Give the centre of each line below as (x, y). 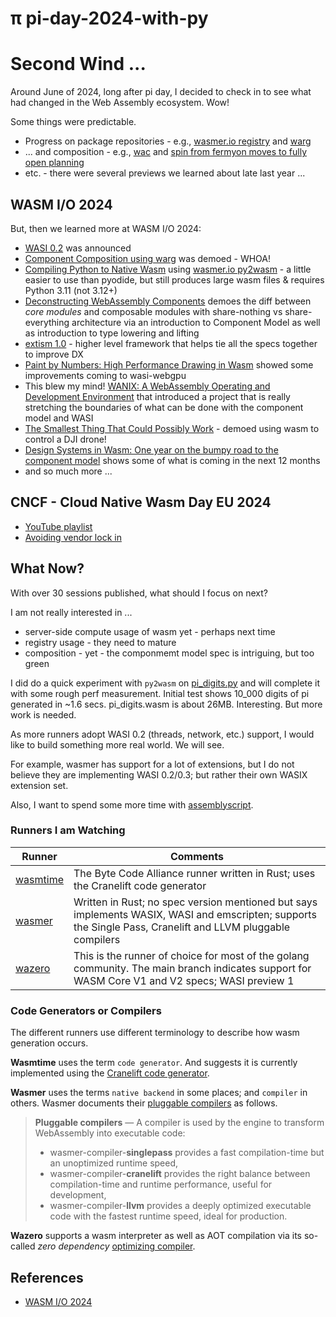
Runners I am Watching (68, 830)
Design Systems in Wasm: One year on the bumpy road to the (151, 449)
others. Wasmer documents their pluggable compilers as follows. (144, 1103)
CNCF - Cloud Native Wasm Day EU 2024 (141, 502)
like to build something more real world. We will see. (117, 744)
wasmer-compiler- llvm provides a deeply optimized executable (180, 1206)
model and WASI (59, 418)
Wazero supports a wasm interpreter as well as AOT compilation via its (156, 1236)
